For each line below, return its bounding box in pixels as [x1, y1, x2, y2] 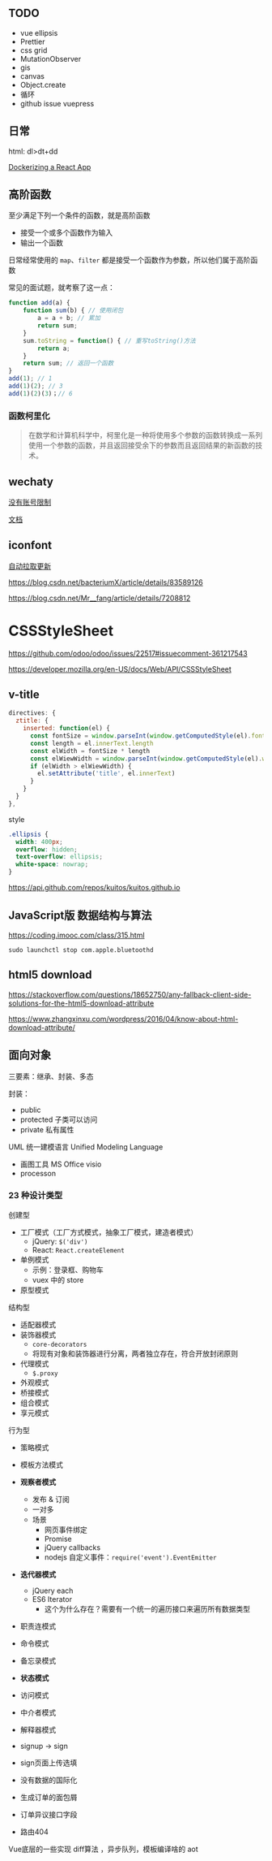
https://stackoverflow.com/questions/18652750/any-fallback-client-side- [8, 989, 252, 999]
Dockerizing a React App [8, 162, 91, 171]
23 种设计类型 [8, 1190, 63, 1201]
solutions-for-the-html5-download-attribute [8, 998, 155, 1008]
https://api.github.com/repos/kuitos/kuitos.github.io [8, 883, 181, 893]
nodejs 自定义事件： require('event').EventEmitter [44, 1552, 217, 1562]
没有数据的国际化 [19, 1775, 78, 1785]
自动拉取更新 [8, 560, 51, 571]
